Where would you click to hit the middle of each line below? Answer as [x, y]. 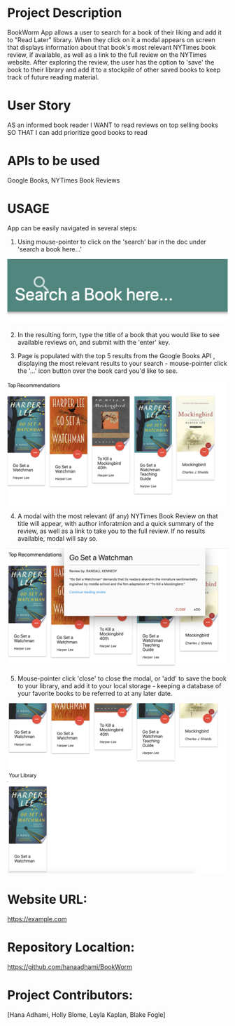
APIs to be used [54, 161]
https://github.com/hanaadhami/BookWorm [70, 966]
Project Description [65, 13]
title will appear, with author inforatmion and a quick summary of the [116, 524]
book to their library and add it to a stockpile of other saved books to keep [114, 70]
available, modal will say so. [57, 539]
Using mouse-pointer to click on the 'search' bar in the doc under [112, 242]
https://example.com [37, 919]
